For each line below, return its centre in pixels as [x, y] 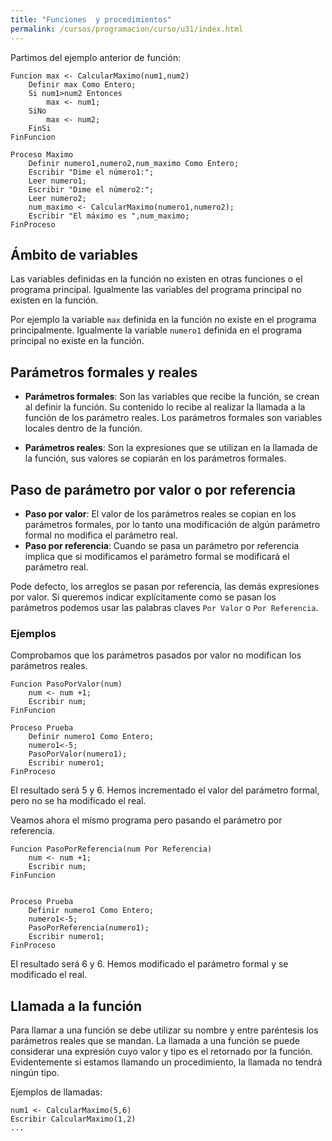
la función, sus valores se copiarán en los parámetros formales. [155, 458]
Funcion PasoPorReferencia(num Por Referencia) [111, 849]
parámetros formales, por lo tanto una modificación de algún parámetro [172, 524]
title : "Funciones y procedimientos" [91, 19]
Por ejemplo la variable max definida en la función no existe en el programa [163, 320]
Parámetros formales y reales [104, 372]
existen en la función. [54, 300]
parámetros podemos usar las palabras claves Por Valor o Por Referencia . [164, 607]
